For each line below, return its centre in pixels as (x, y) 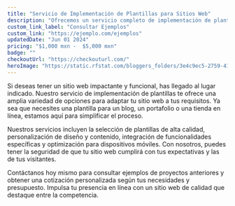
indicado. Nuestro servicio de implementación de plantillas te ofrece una (112, 93)
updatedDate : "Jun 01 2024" (48, 40)
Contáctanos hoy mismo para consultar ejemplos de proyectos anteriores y (116, 172)
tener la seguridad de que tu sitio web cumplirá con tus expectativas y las (113, 151)
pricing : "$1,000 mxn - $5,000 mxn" (62, 46)
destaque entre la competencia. (53, 195)
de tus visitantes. (32, 159)
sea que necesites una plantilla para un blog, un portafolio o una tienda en (114, 108)
